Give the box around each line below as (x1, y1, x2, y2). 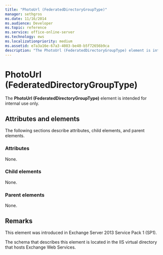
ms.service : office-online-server (5, 30, 75, 35)
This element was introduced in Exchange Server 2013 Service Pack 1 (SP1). (5, 230, 157, 235)
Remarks (5, 216, 33, 225)
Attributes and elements (5, 115, 80, 123)
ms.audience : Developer (5, 20, 53, 26)
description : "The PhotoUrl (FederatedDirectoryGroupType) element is (5, 48, 151, 53)
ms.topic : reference (5, 25, 47, 30)
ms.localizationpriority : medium (5, 39, 73, 44)
